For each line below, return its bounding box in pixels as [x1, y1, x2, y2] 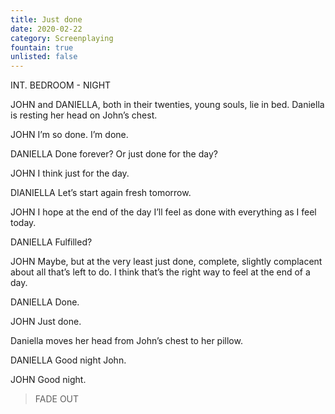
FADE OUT [34, 393, 80, 405]
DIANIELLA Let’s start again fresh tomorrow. [10, 187, 192, 199]
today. [10, 217, 37, 229]
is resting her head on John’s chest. [10, 109, 158, 121]
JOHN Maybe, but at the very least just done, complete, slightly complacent [10, 256, 323, 268]
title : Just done [10, 14, 83, 25]
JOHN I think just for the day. [10, 167, 130, 180]
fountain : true [10, 42, 74, 53]
